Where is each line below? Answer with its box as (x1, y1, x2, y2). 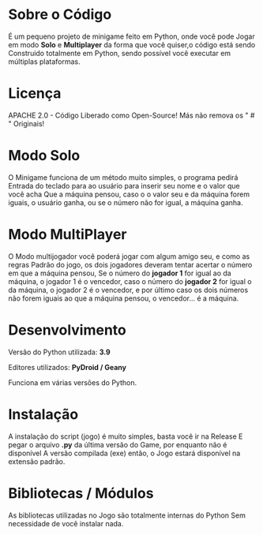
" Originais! (8, 118, 45, 128)
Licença (8, 84, 62, 103)
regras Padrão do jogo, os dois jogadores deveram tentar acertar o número (8, 260, 253, 269)
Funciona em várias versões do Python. (8, 377, 137, 387)
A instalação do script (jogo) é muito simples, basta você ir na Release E (8, 432, 243, 441)
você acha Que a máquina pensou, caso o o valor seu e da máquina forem (8, 189, 250, 199)
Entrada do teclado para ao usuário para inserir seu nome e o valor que (8, 181, 240, 190)
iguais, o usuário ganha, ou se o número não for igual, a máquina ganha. (8, 197, 243, 207)
